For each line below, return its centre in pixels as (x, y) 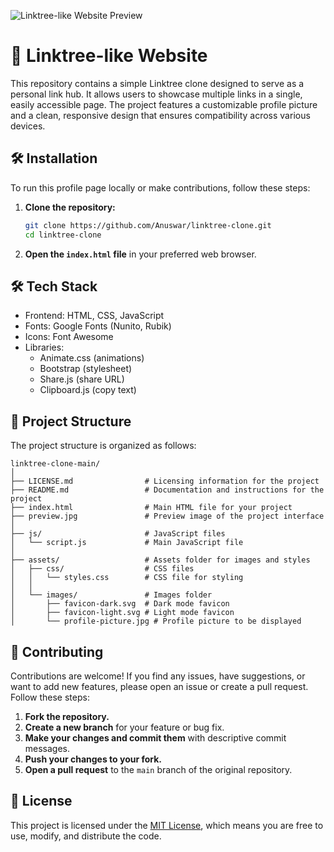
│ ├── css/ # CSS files (102, 569)
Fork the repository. (67, 716)
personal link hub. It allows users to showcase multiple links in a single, (156, 94)
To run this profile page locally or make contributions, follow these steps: (160, 187)
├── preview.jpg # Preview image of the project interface (167, 516)
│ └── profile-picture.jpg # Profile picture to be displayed (156, 621)
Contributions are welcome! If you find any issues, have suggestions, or (158, 676)
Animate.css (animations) (92, 358)
